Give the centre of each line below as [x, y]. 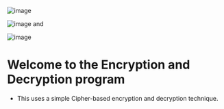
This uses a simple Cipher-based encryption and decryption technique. [117, 98]
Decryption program [66, 80]
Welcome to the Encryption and [99, 65]
